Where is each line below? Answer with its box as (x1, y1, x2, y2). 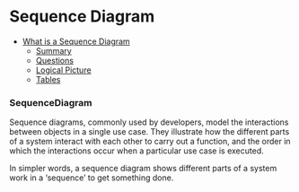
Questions (35, 55, 75, 65)
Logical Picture (35, 65, 92, 75)
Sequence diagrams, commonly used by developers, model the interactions (9, 117, 289, 127)
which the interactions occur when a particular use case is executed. (9, 145, 265, 156)
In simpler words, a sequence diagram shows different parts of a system (9, 163, 277, 174)
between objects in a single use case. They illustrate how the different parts (9, 127, 290, 137)
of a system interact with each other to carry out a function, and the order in (9, 136, 291, 147)
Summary (35, 45, 72, 56)
